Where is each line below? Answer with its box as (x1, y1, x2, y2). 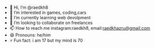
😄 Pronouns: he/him (9, 32, 51, 38)
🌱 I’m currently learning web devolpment (9, 15, 91, 20)
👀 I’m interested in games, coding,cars (9, 10, 86, 15)
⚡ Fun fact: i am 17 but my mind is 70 (9, 37, 83, 43)
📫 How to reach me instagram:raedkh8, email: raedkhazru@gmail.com (9, 25, 150, 31)
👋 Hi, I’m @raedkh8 (9, 5, 48, 10)
